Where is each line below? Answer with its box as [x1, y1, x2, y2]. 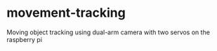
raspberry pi [6, 35, 43, 43]
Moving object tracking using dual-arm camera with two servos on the [6, 28, 210, 36]
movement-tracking [6, 5, 126, 21]
